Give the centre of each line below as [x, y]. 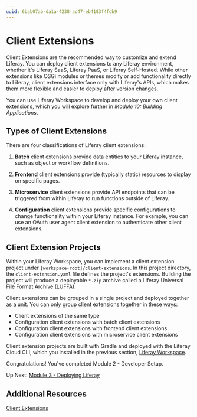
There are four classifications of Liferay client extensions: [76, 145]
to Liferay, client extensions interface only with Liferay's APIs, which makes [98, 82]
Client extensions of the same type [57, 316]
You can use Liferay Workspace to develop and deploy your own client [92, 100]
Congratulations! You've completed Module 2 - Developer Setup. [85, 364]
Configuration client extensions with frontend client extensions [91, 328]
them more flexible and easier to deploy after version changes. [82, 89]
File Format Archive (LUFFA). [41, 286]
